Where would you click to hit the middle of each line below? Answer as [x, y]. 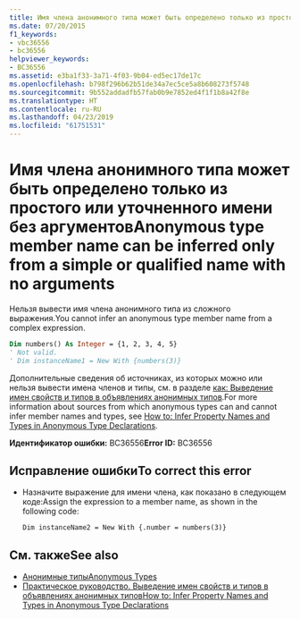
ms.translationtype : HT [54, 101]
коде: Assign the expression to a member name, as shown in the [140, 502]
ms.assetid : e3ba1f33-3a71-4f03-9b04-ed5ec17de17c [105, 76]
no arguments [62, 284]
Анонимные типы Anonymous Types [90, 577]
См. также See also [64, 555]
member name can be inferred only [142, 246]
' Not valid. [33, 352]
